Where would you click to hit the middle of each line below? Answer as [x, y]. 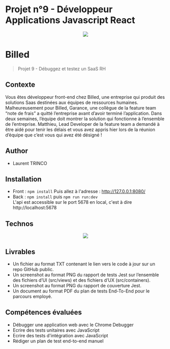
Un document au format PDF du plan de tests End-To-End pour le [81, 291]
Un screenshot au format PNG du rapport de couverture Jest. [77, 285]
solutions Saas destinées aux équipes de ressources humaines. [72, 102]
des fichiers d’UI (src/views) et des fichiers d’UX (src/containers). [82, 280]
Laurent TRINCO [30, 163]
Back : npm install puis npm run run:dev [55, 197]
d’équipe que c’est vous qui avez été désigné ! [54, 135]
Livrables [20, 251]
